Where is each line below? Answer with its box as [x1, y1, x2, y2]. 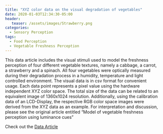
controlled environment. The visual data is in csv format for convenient [5, 78, 147, 84]
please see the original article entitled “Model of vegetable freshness [5, 109, 144, 115]
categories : [5, 25, 29, 30]
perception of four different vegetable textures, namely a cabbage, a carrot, [5, 62, 157, 68]
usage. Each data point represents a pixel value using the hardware [5, 83, 140, 89]
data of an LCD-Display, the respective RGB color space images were [5, 98, 145, 104]
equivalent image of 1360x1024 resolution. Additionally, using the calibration [5, 93, 158, 99]
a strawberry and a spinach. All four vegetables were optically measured [5, 67, 151, 73]
